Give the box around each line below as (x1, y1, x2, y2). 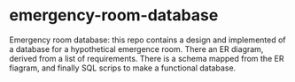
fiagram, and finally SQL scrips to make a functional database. (9, 63, 237, 73)
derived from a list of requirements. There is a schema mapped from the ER (9, 53, 284, 63)
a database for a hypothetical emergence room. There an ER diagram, (9, 43, 264, 54)
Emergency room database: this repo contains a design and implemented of (9, 34, 286, 45)
